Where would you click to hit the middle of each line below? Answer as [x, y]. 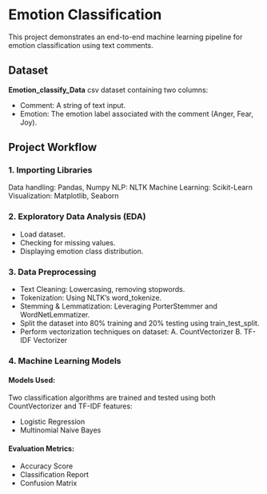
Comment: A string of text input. [73, 105]
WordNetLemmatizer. [55, 315]
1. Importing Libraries [50, 170]
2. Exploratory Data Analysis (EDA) [77, 217]
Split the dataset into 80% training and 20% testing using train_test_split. [139, 323]
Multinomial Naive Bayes [60, 430]
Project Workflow [53, 147]
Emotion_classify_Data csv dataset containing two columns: [108, 90]
